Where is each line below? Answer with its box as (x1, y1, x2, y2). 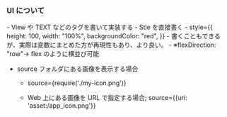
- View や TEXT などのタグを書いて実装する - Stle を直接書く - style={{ (6, 23, 214, 32)
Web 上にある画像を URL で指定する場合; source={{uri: (27, 94, 188, 102)
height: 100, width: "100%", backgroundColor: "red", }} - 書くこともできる (6, 32, 221, 40)
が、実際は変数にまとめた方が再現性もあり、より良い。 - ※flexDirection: (6, 40, 216, 50)
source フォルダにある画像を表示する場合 (16, 65, 139, 73)
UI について (6, 5, 45, 15)
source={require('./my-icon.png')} (27, 79, 127, 87)
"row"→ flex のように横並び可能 (6, 50, 100, 58)
